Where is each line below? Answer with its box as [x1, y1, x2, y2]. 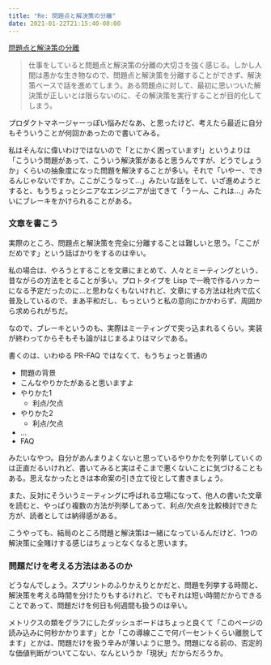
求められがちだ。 [15, 306, 73, 315]
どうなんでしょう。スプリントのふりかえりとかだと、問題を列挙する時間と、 [8, 581, 263, 590]
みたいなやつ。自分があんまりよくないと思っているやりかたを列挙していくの [8, 453, 263, 462]
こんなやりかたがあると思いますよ [19, 378, 134, 388]
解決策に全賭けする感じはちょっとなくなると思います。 [8, 538, 193, 547]
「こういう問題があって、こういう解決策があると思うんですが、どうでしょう [8, 155, 263, 165]
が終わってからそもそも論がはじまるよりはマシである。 [8, 333, 193, 343]
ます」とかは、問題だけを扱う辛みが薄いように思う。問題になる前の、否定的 [8, 638, 263, 648]
